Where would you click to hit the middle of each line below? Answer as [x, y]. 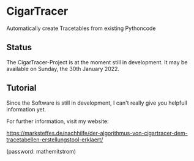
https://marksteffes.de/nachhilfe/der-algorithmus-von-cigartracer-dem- [97, 133]
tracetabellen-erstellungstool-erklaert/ [55, 140]
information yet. [26, 109]
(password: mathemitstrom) [41, 151]
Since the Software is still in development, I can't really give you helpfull [97, 103]
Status [19, 47]
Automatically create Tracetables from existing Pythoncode [81, 28]
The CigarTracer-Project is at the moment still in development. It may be [97, 62]
